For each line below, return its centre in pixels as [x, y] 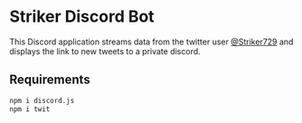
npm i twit [30, 109]
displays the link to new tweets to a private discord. [105, 51]
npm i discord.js [42, 100]
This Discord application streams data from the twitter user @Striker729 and [151, 42]
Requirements [50, 80]
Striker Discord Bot [82, 17]
